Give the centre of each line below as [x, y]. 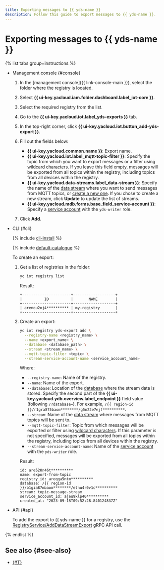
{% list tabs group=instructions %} [40, 63]
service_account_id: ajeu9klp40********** [64, 497]
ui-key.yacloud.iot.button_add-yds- [121, 126]
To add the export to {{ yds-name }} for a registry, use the [71, 520]
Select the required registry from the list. [61, 107]
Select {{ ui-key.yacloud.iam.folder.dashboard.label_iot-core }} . [87, 98]
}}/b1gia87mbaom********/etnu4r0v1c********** [69, 488]
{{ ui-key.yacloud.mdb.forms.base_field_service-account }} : [91, 204]
